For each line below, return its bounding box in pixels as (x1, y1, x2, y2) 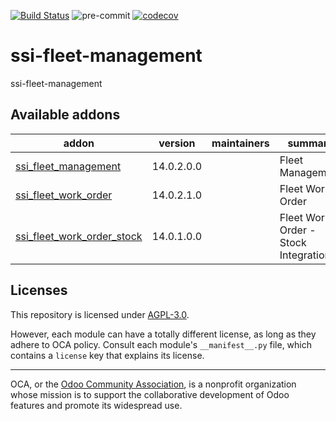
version (158, 136, 196, 150)
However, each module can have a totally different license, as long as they (10, 328, 317, 340)
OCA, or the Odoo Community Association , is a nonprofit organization (10, 378, 297, 390)
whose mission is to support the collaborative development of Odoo (10, 388, 290, 400)
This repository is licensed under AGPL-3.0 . (10, 308, 190, 320)
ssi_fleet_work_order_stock (15, 229, 143, 243)
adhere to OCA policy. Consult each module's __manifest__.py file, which (10, 338, 312, 350)
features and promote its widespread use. (10, 399, 183, 411)
